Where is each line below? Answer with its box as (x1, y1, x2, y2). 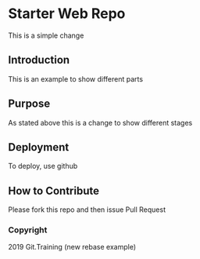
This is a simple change (8, 31, 84, 40)
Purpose (8, 97, 51, 111)
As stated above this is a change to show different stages (8, 118, 193, 127)
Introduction (8, 53, 70, 67)
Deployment (8, 140, 70, 154)
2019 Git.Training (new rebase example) (8, 243, 137, 252)
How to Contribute (8, 184, 100, 197)
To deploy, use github (8, 162, 78, 171)
